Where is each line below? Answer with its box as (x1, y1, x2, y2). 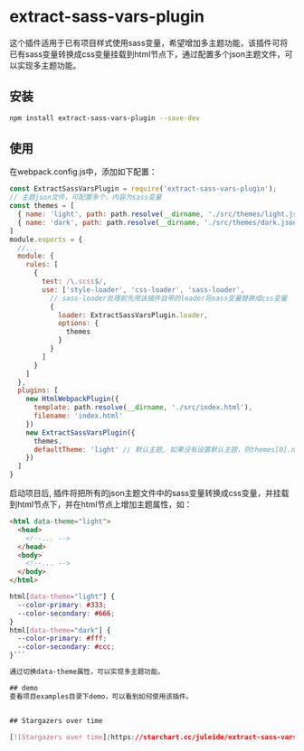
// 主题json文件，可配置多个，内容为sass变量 (9, 192, 162, 202)
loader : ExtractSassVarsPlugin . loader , (57, 310, 208, 320)
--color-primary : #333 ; (17, 600, 107, 609)
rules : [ (25, 260, 59, 269)
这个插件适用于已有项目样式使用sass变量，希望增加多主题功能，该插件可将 (9, 37, 289, 48)
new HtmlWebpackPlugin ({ (25, 395, 119, 404)
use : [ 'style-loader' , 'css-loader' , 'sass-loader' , (42, 285, 245, 295)
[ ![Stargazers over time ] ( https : (9, 732, 136, 742)
